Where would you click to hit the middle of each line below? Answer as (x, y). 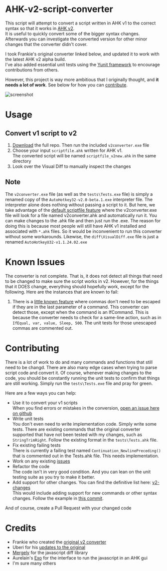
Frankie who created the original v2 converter (59, 542)
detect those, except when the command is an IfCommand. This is (80, 312)
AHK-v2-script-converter (59, 9)
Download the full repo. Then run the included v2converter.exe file (81, 145)
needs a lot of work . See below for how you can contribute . (67, 85)
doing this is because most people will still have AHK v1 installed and (76, 226)
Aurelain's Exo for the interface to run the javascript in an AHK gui (80, 558)
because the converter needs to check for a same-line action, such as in (87, 317)
